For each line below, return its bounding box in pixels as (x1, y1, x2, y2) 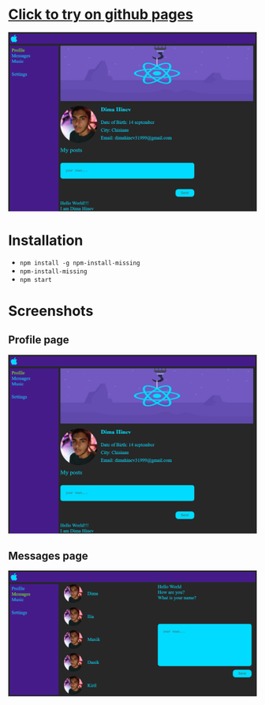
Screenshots (8, 302, 94, 320)
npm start (19, 276, 53, 283)
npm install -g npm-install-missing (19, 259, 140, 267)
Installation (8, 231, 84, 249)
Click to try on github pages (8, 6, 193, 24)
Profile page (8, 333, 69, 347)
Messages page (8, 549, 88, 562)
